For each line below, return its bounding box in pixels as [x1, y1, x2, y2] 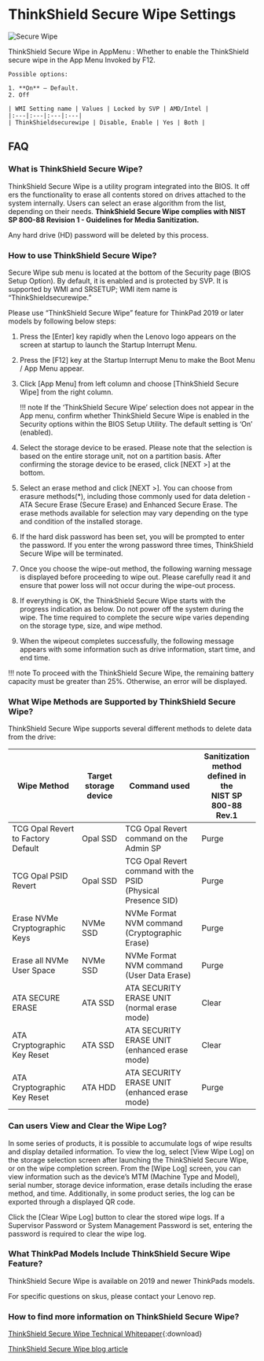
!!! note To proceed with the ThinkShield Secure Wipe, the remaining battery [8, 668, 255, 678]
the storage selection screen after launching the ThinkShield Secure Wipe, [8, 1155, 249, 1164]
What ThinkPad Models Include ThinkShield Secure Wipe [8, 1248, 231, 1259]
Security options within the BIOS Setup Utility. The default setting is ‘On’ [19, 419, 253, 428]
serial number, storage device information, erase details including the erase [8, 1180, 253, 1189]
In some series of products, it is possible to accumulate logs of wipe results [8, 1138, 253, 1148]
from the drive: [8, 732, 57, 742]
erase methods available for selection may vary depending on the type [19, 508, 249, 517]
